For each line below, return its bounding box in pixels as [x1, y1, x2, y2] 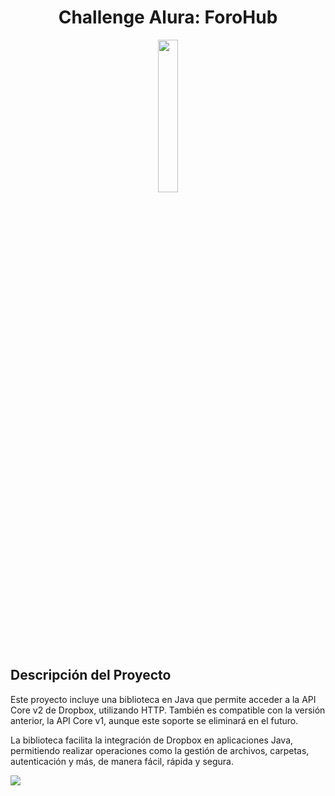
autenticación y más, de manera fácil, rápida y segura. [10, 755, 234, 767]
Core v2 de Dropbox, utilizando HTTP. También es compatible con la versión [10, 704, 326, 716]
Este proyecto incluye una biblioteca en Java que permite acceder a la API [10, 693, 317, 705]
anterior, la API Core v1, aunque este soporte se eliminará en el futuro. [10, 714, 299, 726]
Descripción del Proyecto [10, 667, 172, 684]
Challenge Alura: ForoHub [58, 6, 278, 29]
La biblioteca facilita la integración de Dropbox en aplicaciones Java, [10, 734, 294, 746]
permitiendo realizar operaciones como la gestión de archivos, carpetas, [10, 744, 310, 756]
